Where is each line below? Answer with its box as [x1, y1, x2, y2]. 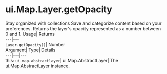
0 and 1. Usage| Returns [5, 31, 55, 37]
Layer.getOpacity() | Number [5, 41, 65, 47]
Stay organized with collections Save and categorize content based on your [5, 20, 162, 26]
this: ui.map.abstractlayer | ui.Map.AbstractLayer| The [5, 57, 119, 63]
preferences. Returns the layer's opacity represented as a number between [5, 25, 161, 31]
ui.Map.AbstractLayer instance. [5, 63, 70, 69]
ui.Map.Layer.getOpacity [5, 4, 112, 15]
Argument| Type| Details [5, 47, 56, 53]
